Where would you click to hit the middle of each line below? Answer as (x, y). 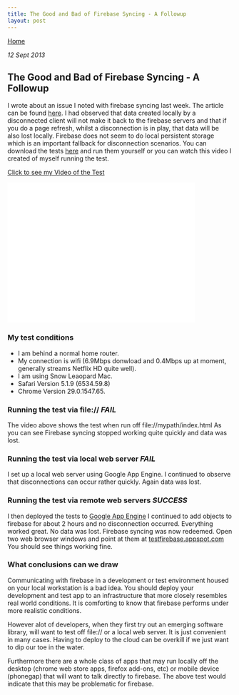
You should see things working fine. (60, 546)
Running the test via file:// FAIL (62, 410)
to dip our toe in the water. (46, 647)
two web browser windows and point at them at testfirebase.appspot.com (116, 539)
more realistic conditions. (45, 610)
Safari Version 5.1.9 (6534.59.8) (64, 383)
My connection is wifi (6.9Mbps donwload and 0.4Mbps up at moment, (122, 360)
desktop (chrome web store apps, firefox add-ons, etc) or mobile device (113, 669)
